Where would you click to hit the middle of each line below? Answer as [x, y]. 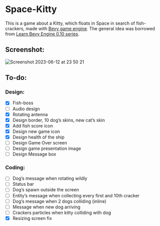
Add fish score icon [33, 126]
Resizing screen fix [32, 218]
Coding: [15, 167]
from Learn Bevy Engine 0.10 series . [42, 34]
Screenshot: [25, 50]
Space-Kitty [31, 9]
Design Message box [34, 154]
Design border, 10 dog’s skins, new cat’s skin [59, 120]
